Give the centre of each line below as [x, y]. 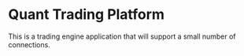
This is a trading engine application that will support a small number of [122, 36]
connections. [30, 44]
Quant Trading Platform [87, 15]
